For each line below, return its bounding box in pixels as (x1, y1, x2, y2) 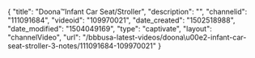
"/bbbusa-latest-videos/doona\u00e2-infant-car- (83, 32, 247, 42)
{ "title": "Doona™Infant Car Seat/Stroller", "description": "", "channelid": (7, 7, 248, 16)
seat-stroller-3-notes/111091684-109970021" (7, 41, 157, 51)
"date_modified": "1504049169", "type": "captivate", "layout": (7, 24, 212, 33)
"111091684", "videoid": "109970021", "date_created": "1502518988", (7, 15, 236, 25)
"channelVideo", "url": (7, 32, 82, 42)
